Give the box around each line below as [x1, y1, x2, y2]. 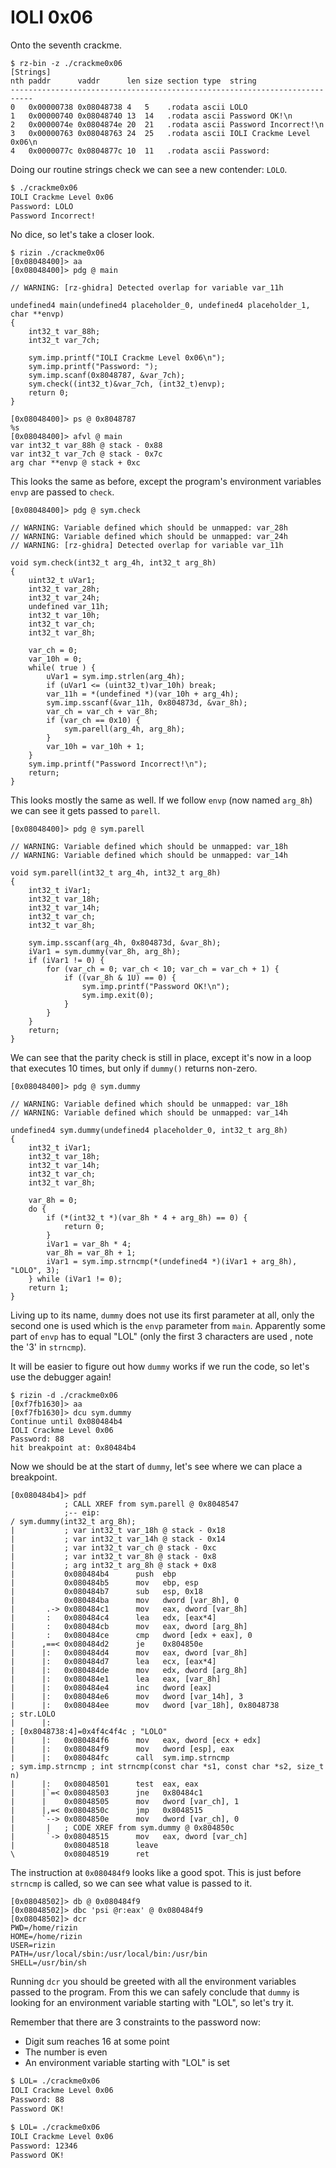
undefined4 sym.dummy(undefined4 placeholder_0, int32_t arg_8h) [10, 1126, 288, 1136]
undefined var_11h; [28, 602, 110, 612]
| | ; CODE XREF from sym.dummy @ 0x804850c [10, 1823, 235, 1833]
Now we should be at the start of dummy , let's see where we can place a [10, 1461, 303, 1473]
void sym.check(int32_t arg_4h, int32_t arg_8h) [10, 558, 217, 568]
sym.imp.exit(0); [81, 991, 155, 1001]
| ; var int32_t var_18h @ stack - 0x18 [10, 1526, 226, 1536]
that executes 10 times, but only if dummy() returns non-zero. [10, 1062, 258, 1075]
